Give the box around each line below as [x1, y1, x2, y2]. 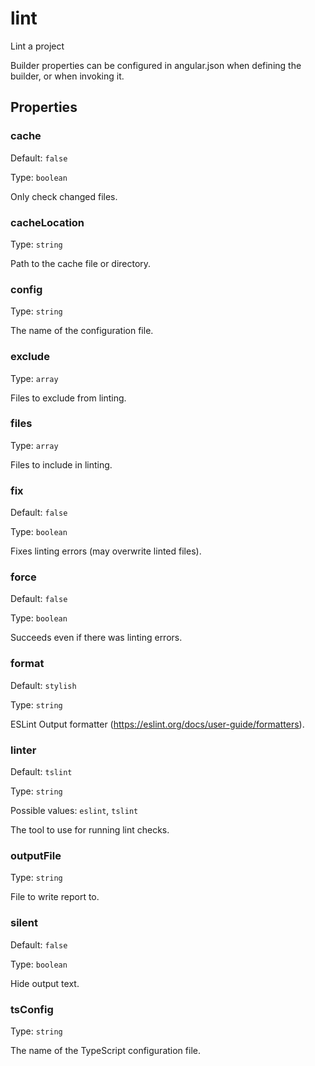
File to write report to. [10, 891, 100, 903]
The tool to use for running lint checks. [10, 824, 170, 836]
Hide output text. [10, 977, 80, 989]
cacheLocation [10, 215, 85, 229]
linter [10, 743, 37, 757]
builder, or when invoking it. [10, 70, 125, 82]
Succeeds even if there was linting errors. [10, 632, 183, 644]
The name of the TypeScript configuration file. [10, 1044, 201, 1056]
